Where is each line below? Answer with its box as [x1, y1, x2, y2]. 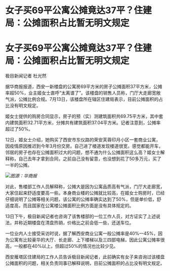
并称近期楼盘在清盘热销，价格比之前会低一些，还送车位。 [14, 220, 134, 226]
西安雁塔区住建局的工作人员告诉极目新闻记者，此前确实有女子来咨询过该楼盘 [5, 254, 165, 260]
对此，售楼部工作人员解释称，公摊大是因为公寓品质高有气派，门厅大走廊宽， [5, 183, 165, 190]
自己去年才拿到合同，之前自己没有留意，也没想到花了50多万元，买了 [18, 156, 162, 162]
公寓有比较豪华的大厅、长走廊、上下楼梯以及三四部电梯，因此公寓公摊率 [9, 237, 160, 243]
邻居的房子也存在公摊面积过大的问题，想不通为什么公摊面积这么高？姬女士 [5, 149, 160, 156]
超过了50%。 [5, 126, 33, 132]
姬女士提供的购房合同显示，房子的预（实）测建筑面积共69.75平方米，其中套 [5, 113, 163, 120]
